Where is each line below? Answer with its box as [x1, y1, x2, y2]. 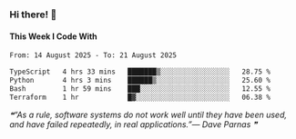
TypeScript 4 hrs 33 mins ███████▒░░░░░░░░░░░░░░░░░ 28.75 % [9, 67, 271, 76]
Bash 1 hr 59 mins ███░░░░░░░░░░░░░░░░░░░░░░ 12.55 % [9, 84, 271, 94]
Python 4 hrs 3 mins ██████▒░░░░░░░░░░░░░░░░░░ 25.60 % [9, 75, 271, 84]
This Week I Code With [9, 31, 97, 42]
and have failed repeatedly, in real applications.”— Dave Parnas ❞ [9, 118, 258, 130]
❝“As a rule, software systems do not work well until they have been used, [9, 109, 287, 120]
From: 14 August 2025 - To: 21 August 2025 [9, 51, 178, 60]
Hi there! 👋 [9, 8, 57, 21]
